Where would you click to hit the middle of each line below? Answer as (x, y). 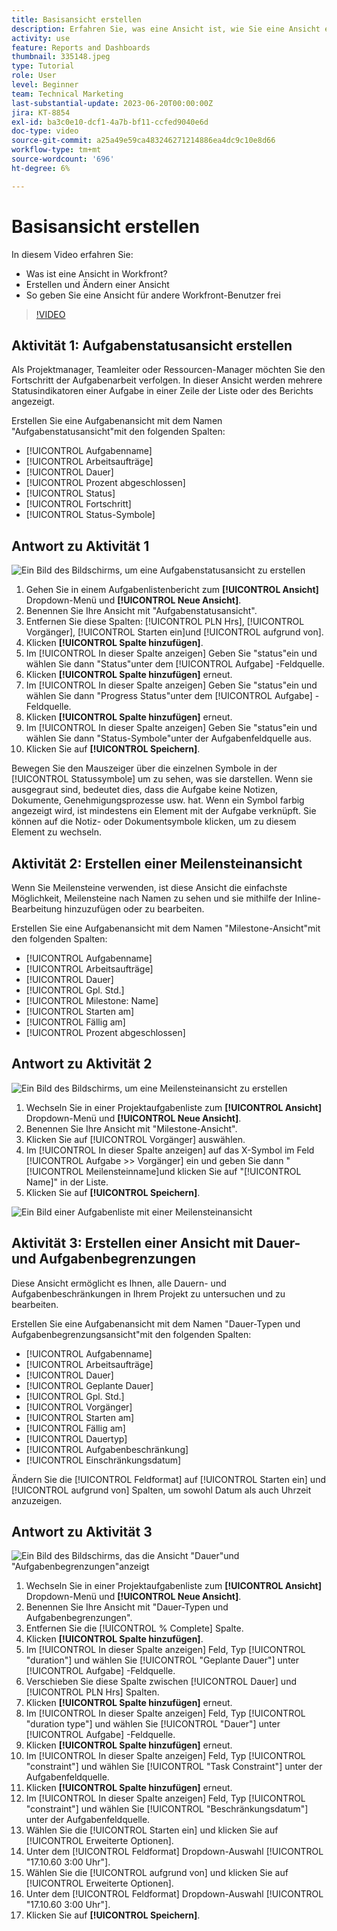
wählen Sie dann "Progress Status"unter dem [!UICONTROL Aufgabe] (169, 696)
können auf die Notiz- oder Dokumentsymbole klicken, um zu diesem (154, 822)
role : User (34, 76)
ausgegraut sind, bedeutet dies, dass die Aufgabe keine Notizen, (144, 790)
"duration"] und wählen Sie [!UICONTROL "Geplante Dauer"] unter (162, 1660)
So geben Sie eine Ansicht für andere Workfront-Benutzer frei (153, 295)
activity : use (41, 38)
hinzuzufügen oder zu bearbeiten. (134, 909)
